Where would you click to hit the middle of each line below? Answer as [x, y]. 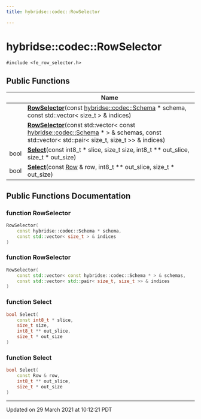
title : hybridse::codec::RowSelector [53, 12]
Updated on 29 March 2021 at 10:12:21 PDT [59, 409]
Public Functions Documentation [68, 196]
